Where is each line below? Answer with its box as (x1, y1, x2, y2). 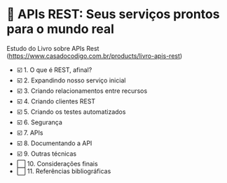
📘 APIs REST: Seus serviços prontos (6, 6, 220, 22)
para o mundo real (6, 21, 115, 37)
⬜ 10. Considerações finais (16, 159, 99, 168)
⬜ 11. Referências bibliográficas (16, 167, 111, 175)
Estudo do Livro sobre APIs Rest (6, 44, 99, 52)
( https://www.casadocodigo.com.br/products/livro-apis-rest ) (6, 52, 183, 60)
